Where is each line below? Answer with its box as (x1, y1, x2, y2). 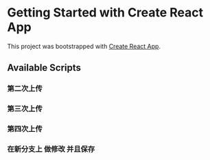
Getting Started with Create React (7, 5, 204, 21)
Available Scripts (7, 62, 81, 73)
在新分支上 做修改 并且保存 (7, 144, 95, 154)
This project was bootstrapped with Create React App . (7, 42, 161, 50)
